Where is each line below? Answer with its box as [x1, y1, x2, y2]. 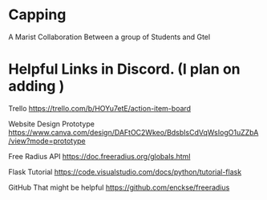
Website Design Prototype [8, 118, 95, 129]
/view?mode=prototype [8, 136, 86, 146]
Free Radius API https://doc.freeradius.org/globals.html [8, 151, 191, 161]
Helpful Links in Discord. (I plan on [8, 60, 241, 78]
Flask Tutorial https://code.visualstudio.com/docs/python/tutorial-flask [8, 166, 242, 177]
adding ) [8, 78, 65, 95]
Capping [8, 6, 67, 24]
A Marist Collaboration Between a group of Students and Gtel [8, 32, 211, 42]
